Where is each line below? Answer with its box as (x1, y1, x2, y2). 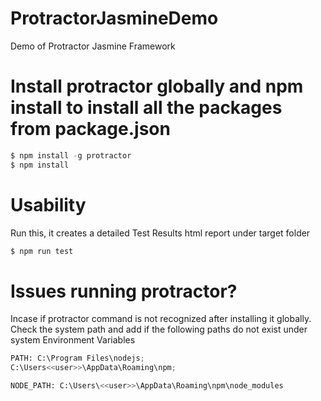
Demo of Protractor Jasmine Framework (10, 40, 176, 52)
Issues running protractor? (10, 280, 238, 302)
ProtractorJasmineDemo (10, 7, 219, 30)
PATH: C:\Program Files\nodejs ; (10, 353, 145, 364)
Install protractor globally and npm (10, 75, 304, 98)
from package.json (10, 118, 171, 141)
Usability (10, 193, 87, 216)
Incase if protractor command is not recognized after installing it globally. (10, 313, 312, 325)
